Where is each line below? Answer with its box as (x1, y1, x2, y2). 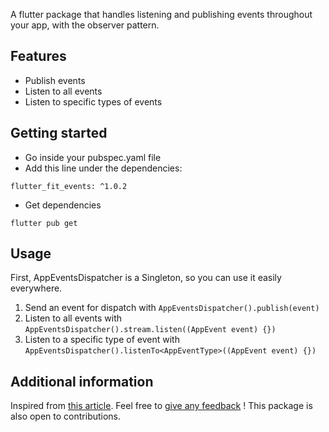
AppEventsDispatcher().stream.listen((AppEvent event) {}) (24, 325, 277, 335)
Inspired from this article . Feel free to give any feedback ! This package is (10, 400, 313, 412)
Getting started (10, 125, 108, 142)
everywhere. (10, 282, 63, 294)
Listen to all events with (24, 312, 123, 324)
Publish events (24, 74, 86, 86)
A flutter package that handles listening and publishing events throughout (10, 9, 313, 20)
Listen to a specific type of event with (24, 334, 180, 346)
